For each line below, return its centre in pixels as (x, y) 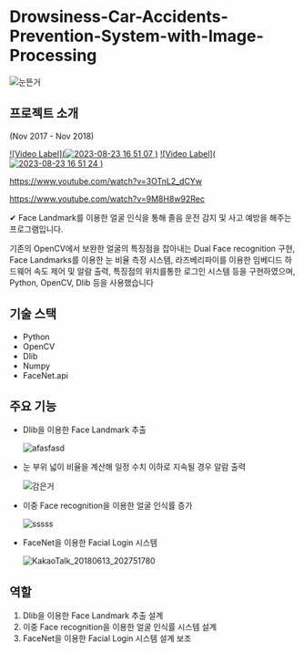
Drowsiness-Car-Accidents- (119, 17)
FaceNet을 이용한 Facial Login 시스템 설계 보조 (107, 638)
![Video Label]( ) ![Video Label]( (113, 153)
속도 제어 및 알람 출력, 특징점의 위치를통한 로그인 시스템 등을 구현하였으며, (164, 271)
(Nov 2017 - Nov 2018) (52, 136)
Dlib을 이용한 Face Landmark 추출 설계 (93, 616)
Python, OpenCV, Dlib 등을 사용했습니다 (82, 282)
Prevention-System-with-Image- (137, 36)
